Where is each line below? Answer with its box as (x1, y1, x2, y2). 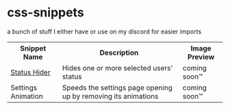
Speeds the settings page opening (62, 83, 173, 92)
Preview (187, 52, 215, 61)
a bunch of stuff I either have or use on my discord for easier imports (7, 27, 202, 36)
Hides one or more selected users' (62, 63, 173, 72)
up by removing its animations (62, 91, 159, 100)
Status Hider (10, 67, 51, 77)
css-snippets (7, 5, 84, 20)
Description (99, 48, 139, 57)
